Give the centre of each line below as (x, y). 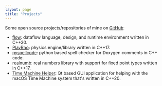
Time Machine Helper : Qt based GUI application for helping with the (80, 73)
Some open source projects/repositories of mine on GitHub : (65, 28)
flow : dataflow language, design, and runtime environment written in (81, 37)
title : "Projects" (24, 14)
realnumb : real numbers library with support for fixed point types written (84, 63)
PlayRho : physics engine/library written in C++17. (61, 47)
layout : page (18, 9)
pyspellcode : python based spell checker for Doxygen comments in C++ (85, 52)
